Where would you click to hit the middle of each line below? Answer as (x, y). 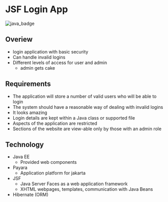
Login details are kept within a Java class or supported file (74, 118)
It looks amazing (30, 112)
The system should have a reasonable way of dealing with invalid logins (88, 107)
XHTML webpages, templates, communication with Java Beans (87, 189)
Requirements (28, 84)
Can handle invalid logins (39, 57)
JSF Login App (37, 9)
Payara (20, 168)
